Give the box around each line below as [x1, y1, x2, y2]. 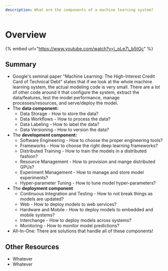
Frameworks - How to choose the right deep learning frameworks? [20, 143, 158, 149]
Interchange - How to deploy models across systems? [20, 217, 132, 223]
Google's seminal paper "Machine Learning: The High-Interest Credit [12, 73, 155, 79]
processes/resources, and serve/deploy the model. [12, 100, 119, 106]
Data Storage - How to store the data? [20, 111, 99, 117]
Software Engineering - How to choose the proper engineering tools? [20, 138, 163, 144]
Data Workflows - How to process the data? [20, 116, 111, 122]
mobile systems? [20, 212, 55, 218]
